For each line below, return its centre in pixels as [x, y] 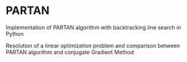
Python [15, 33]
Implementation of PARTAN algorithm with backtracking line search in [93, 27]
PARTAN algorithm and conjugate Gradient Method [70, 52]
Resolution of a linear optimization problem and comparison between [93, 46]
